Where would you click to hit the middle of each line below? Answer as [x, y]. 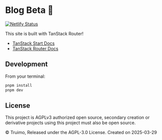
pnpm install [19, 85]
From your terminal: [25, 76]
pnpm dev [14, 90]
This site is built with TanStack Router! [44, 33]
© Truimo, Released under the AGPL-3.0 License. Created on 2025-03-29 [81, 133]
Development [27, 64]
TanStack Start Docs [33, 43]
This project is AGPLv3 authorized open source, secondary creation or [78, 118]
